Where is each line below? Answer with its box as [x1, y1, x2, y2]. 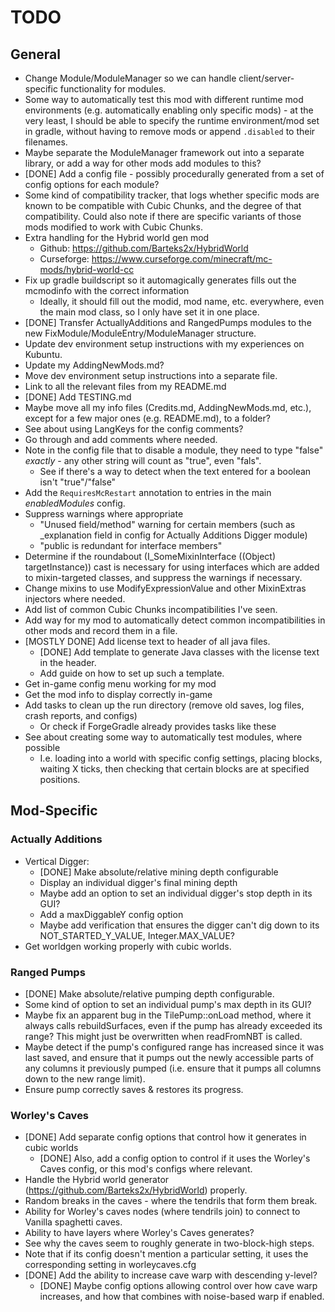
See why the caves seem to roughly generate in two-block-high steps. [24, 1237, 315, 1250]
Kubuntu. [24, 349, 63, 360]
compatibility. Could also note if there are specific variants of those [24, 211, 302, 222]
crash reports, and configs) [24, 710, 138, 721]
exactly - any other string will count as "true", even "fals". [24, 455, 262, 466]
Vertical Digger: [24, 855, 90, 867]
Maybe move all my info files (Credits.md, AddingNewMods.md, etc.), [24, 402, 312, 413]
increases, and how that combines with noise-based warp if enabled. [39, 1291, 325, 1303]
